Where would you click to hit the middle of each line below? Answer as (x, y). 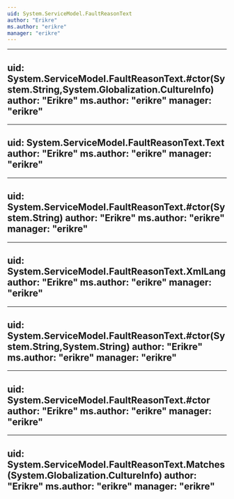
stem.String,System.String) (69, 346)
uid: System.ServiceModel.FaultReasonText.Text (116, 143)
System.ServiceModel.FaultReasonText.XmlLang (117, 272)
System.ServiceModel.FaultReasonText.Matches (116, 465)
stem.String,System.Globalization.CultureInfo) (111, 89)
